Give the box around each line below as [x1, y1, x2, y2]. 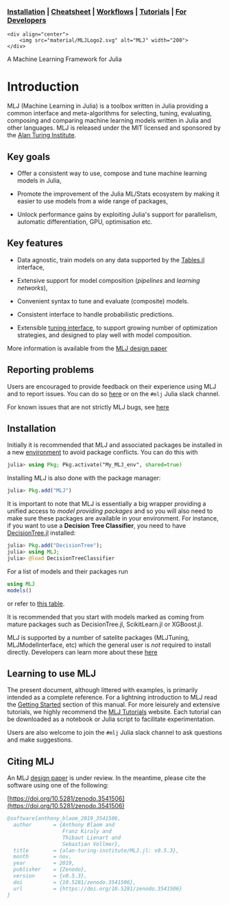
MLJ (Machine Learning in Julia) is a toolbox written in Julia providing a [7, 102, 208, 110]
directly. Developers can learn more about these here [7, 648, 158, 656]
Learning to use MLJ [7, 668, 96, 679]
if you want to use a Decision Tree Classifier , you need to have [7, 522, 186, 530]
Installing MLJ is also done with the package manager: [7, 474, 161, 482]
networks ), [16, 284, 48, 292]
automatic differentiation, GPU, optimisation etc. [16, 218, 153, 226]
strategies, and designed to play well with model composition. [16, 330, 192, 339]
